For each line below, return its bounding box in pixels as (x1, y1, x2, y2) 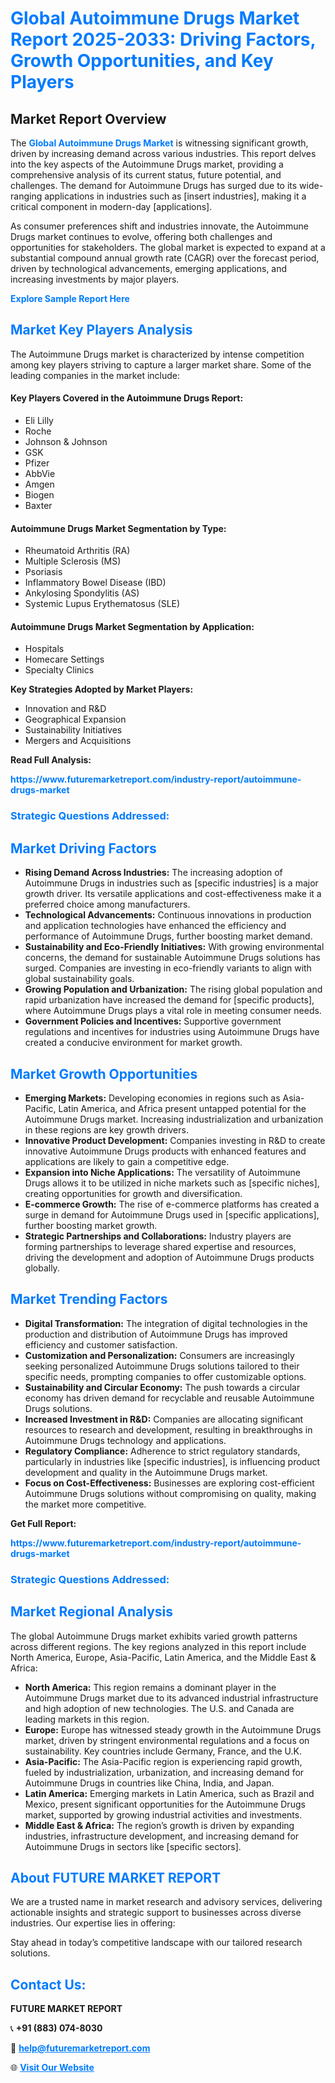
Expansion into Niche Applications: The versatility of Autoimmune (24, 1166, 301, 1178)
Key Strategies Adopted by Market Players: (10, 683, 194, 696)
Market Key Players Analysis (10, 322, 193, 339)
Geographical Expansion (24, 713, 127, 726)
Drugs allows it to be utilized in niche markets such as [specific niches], (24, 1177, 320, 1189)
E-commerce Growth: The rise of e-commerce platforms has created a (24, 1198, 320, 1210)
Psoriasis (24, 566, 63, 578)
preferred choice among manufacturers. (24, 898, 191, 911)
